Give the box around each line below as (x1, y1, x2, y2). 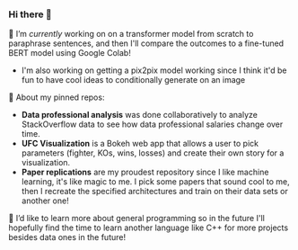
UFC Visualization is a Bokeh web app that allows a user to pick (21, 138, 259, 149)
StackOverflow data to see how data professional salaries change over (21, 119, 284, 129)
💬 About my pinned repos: (8, 92, 105, 103)
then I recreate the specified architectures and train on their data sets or (21, 186, 288, 197)
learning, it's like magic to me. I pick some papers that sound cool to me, (21, 176, 291, 187)
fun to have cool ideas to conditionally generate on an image (21, 75, 246, 85)
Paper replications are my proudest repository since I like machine (21, 166, 269, 178)
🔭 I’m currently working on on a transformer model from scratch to (8, 29, 254, 40)
